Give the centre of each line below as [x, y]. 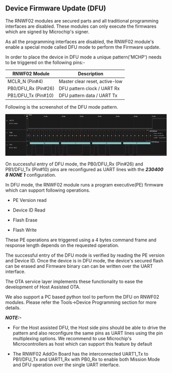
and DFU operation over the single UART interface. [66, 365]
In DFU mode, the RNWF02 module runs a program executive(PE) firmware [84, 184]
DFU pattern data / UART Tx [88, 96]
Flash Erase [25, 220]
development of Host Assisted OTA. [43, 287]
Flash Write [25, 230]
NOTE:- [14, 318]
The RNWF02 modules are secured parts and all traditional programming [82, 20]
